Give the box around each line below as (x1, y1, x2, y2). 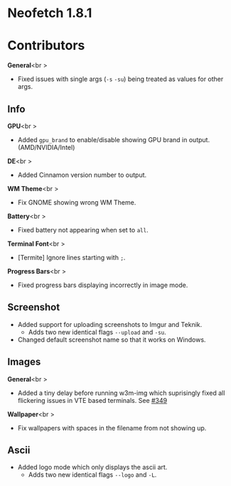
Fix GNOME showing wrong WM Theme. (17, 198, 136, 207)
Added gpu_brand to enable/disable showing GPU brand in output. (17, 135, 210, 144)
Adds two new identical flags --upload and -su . (28, 328, 167, 336)
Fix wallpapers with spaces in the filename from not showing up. (17, 423, 207, 432)
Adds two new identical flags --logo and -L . (28, 470, 157, 479)
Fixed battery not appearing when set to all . (17, 225, 149, 234)
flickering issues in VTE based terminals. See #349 (17, 396, 168, 404)
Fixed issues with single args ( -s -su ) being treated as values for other (17, 75, 224, 83)
